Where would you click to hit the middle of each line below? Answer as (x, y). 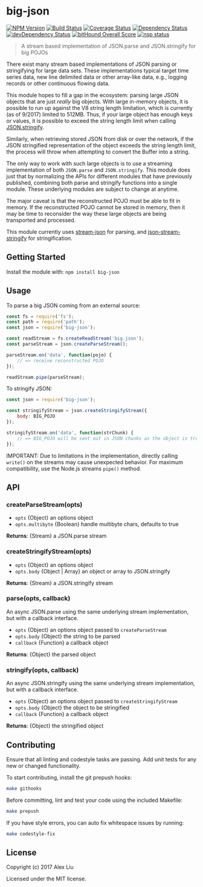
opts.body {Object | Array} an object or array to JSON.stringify (92, 571)
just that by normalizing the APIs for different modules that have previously (99, 176)
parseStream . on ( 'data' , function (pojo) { (59, 355)
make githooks (24, 789)
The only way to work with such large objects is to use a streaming (89, 163)
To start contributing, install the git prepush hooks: (69, 777)
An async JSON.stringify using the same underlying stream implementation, (101, 683)
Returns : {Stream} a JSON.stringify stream (60, 583)
